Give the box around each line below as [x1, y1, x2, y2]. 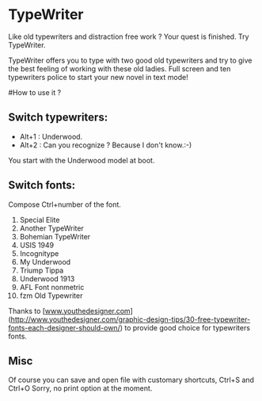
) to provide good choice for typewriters [120, 323, 251, 332]
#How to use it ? [8, 87, 62, 97]
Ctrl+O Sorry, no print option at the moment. [8, 384, 153, 393]
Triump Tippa [19, 265, 64, 275]
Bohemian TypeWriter [19, 231, 91, 241]
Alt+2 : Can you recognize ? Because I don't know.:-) [19, 140, 192, 150]
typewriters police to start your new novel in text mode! [8, 72, 188, 82]
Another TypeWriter [19, 223, 85, 233]
